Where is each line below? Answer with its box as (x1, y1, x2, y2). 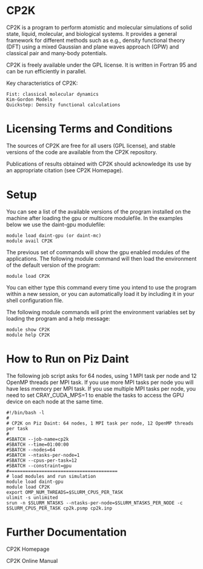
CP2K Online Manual (6, 557, 58, 564)
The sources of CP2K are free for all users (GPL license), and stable (6, 142, 176, 149)
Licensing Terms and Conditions (6, 122, 173, 136)
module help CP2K (6, 332, 50, 338)
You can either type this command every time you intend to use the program (6, 283, 197, 291)
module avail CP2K (6, 238, 53, 244)
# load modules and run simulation (6, 473, 96, 479)
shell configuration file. (6, 297, 64, 304)
